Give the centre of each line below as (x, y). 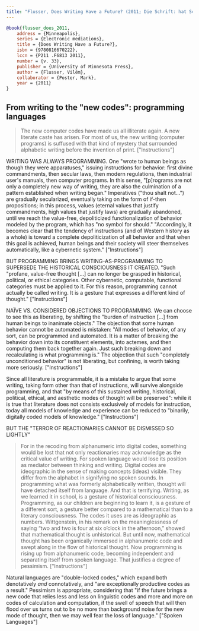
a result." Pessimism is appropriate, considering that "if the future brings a (97, 590)
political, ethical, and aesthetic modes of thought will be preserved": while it (99, 397)
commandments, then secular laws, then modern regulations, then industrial (99, 173)
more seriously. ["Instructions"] (44, 367)
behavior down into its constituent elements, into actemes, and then (89, 342)
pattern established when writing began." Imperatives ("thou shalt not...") (95, 193)
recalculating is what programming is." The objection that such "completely (98, 355)
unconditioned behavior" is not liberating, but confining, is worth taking (93, 361)
